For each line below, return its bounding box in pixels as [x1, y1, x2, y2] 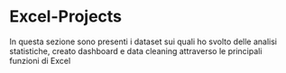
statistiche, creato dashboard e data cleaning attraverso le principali [9, 45, 263, 56]
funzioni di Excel [9, 55, 71, 66]
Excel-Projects [9, 6, 123, 27]
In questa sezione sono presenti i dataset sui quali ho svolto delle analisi [9, 36, 278, 47]
